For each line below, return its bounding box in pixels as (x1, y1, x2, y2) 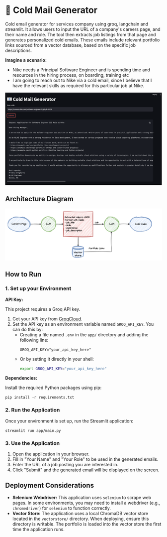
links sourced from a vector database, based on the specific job (5, 42, 136, 48)
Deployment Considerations (5, 481, 94, 490)
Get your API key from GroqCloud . (12, 316, 83, 322)
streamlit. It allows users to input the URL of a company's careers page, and (5, 26, 161, 32)
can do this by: (12, 326, 43, 332)
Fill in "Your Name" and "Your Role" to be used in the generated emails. (12, 456, 159, 462)
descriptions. (5, 47, 32, 53)
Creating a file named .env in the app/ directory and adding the (19, 331, 149, 338)
